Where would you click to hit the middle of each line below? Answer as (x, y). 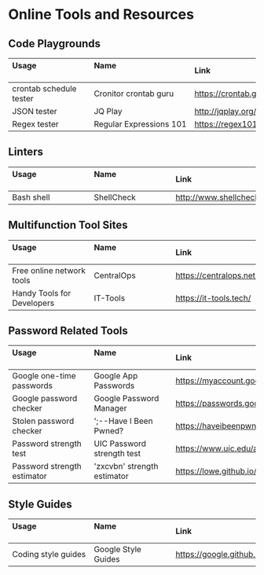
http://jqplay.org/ (225, 111)
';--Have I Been (123, 421)
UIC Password (120, 444)
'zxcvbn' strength (126, 466)
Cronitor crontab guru (134, 94)
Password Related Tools (68, 331)
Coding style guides (49, 555)
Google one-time (44, 376)
